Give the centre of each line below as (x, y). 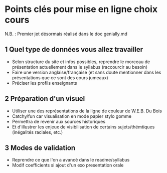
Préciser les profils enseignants (44, 83)
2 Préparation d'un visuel (45, 99)
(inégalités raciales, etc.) (37, 132)
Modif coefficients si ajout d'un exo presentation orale (68, 165)
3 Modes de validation (40, 148)
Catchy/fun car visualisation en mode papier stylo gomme (71, 116)
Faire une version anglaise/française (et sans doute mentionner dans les (87, 72)
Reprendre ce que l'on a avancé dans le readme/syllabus (71, 160)
